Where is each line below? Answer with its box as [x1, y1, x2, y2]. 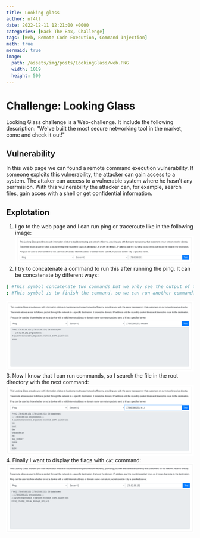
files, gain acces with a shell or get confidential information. [6, 190, 153, 197]
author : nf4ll [6, 16, 42, 22]
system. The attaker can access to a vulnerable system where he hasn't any [6, 177, 193, 184]
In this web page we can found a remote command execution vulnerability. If [6, 165, 194, 172]
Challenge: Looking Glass [6, 99, 136, 113]
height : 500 [11, 72, 42, 79]
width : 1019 [11, 66, 42, 72]
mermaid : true [6, 48, 42, 54]
